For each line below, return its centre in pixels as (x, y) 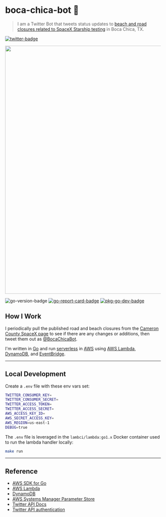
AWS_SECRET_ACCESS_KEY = (30, 418)
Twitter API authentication (39, 510)
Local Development (36, 374)
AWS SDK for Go (29, 483)
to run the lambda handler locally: (39, 442)
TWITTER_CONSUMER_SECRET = (32, 400)
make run (14, 451)
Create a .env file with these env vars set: (47, 386)
